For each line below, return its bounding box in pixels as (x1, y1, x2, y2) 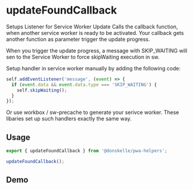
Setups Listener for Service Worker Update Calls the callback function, (6, 23, 178, 30)
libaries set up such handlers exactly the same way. (6, 115, 132, 122)
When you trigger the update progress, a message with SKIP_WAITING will (6, 47, 188, 54)
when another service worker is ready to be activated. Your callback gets (6, 29, 184, 36)
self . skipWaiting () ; (17, 87, 67, 93)
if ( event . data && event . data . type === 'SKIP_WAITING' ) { (11, 82, 158, 87)
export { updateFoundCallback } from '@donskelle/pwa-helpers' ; (6, 148, 168, 154)
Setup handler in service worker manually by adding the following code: (6, 64, 181, 71)
